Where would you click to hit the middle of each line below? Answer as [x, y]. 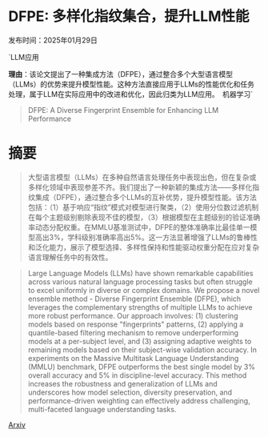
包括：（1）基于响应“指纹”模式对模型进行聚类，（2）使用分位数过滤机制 [143, 207]
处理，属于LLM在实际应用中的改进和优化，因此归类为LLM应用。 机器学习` [131, 94]
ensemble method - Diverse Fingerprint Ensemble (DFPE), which [134, 299]
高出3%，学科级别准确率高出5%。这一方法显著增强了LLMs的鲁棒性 [146, 237]
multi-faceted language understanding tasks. [102, 409]
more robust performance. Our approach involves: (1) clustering [133, 315]
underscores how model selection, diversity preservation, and [130, 392]
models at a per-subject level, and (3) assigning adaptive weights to [140, 341]
